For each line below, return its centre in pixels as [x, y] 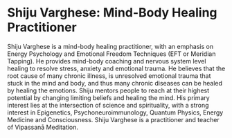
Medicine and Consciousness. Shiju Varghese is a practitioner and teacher [113, 119]
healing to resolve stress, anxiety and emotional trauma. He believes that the [116, 68]
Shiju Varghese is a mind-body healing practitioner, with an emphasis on [110, 46]
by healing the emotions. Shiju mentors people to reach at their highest [108, 90]
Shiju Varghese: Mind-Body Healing [112, 13]
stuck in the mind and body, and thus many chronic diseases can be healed [115, 83]
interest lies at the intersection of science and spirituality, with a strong [108, 105]
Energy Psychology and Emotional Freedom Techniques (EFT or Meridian [111, 54]
